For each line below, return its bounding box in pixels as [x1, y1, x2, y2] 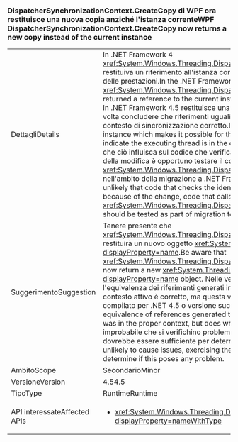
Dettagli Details [11, 130, 60, 140]
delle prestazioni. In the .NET [102, 77, 197, 87]
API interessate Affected [11, 407, 90, 417]
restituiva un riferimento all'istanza [102, 67, 218, 77]
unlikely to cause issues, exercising [102, 345, 220, 355]
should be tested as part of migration [102, 209, 226, 219]
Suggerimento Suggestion [11, 287, 96, 297]
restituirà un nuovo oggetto [102, 238, 193, 248]
